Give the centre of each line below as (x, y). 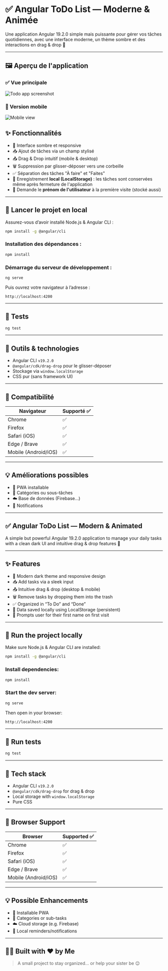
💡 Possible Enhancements (47, 901)
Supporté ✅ (76, 411)
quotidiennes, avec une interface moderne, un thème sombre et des (75, 39)
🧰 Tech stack (26, 774)
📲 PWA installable (30, 487)
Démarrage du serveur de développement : (58, 267)
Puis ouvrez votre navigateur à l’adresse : (48, 287)
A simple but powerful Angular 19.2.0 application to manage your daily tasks (83, 538)
